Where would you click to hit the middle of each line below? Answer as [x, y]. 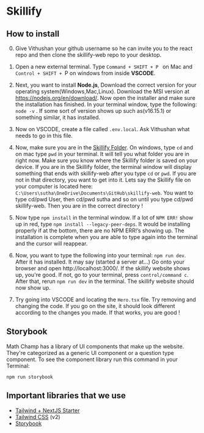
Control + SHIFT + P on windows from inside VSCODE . [85, 73]
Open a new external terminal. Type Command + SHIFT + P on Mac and [104, 66]
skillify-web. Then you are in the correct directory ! [79, 206]
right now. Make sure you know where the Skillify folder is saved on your [107, 160]
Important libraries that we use [66, 395]
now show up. [33, 288]
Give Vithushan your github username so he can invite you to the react [104, 48]
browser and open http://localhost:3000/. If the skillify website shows [103, 268]
